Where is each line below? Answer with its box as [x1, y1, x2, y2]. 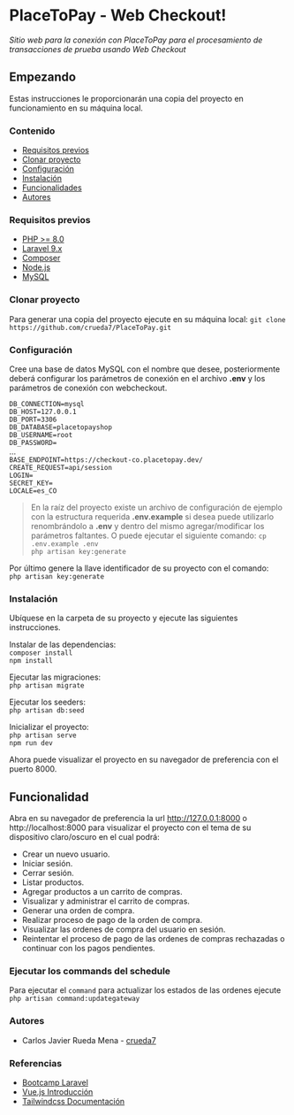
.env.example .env [30, 539, 99, 549]
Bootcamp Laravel [21, 1077, 88, 1088]
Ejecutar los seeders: [9, 696, 87, 708]
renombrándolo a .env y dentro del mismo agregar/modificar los [30, 520, 265, 531]
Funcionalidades [21, 182, 82, 193]
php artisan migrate [9, 681, 86, 690]
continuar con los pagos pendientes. [21, 943, 156, 954]
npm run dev [9, 739, 53, 748]
